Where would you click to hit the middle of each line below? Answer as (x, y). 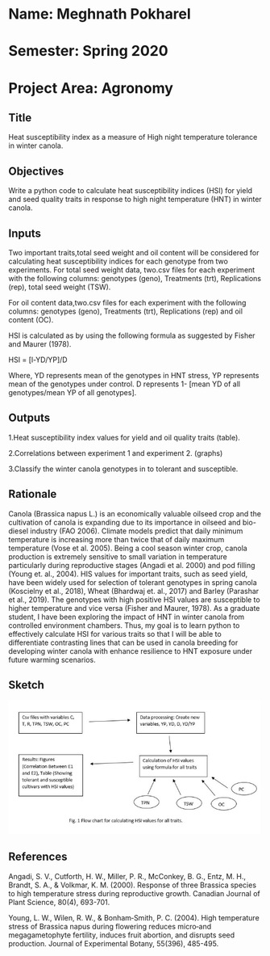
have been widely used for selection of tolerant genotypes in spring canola (133, 582)
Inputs (25, 233)
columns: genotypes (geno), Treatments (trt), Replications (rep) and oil (126, 311)
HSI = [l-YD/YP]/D (38, 360)
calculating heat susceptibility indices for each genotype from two (118, 261)
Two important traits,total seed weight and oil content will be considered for (134, 253)
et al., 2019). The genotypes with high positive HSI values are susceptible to (134, 600)
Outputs (29, 418)
